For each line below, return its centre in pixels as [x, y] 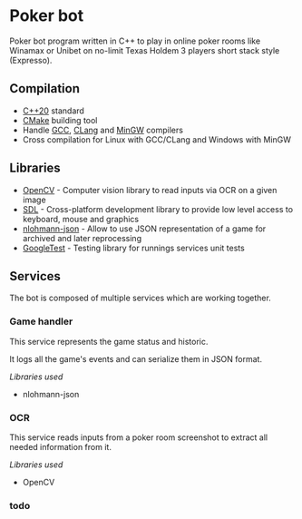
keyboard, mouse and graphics [80, 219]
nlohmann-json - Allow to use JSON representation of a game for [144, 229]
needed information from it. [60, 446]
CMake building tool [60, 120]
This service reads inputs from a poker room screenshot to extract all [139, 437]
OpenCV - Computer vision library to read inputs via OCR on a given [150, 190]
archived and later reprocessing [82, 238]
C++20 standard [53, 111]
